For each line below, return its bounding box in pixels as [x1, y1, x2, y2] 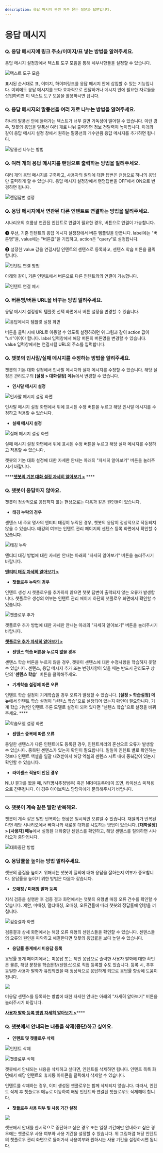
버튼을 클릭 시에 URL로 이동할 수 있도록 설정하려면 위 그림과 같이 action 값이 [5, 329, 149, 335]
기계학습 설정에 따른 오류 [12, 681, 59, 687]
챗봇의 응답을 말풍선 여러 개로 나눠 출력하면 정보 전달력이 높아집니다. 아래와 [11, 124, 154, 130]
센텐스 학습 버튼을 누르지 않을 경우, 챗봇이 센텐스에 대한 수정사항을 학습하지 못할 [5, 659, 157, 665]
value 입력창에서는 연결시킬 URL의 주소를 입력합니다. [5, 341, 106, 347]
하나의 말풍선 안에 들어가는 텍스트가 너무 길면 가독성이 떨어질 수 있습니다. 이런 [5, 118, 153, 124]
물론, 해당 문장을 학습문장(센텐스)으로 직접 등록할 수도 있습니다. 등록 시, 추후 [10, 962, 154, 968]
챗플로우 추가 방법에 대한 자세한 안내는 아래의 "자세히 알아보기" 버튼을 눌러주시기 [5, 622, 158, 628]
